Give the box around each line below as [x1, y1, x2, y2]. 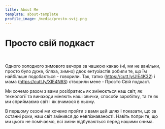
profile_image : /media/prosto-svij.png [5, 16, 87, 21]
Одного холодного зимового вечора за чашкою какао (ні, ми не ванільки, [5, 63, 161, 69]
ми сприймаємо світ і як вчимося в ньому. [5, 99, 95, 104]
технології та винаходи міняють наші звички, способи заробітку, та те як [5, 94, 159, 100]
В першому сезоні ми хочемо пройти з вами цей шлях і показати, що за [5, 108, 157, 114]
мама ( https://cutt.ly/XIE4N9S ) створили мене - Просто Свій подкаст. [5, 79, 150, 85]
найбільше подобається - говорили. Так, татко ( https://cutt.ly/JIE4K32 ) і [5, 74, 155, 79]
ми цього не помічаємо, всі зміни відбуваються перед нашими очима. [5, 119, 154, 125]
